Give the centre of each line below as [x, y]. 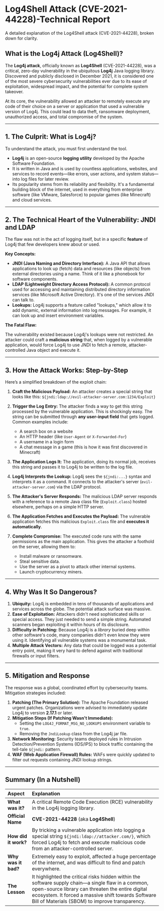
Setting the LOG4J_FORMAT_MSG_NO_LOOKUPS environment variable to [85, 723]
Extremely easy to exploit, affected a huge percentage [94, 856]
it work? [17, 842]
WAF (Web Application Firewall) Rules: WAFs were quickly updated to [83, 755]
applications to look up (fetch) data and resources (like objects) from [81, 269]
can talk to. [23, 300]
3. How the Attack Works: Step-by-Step [67, 370]
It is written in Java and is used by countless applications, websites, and [85, 168]
